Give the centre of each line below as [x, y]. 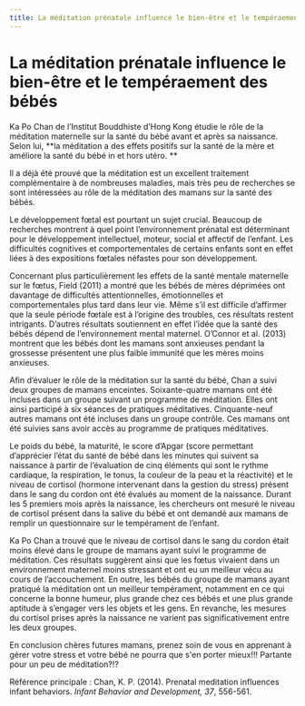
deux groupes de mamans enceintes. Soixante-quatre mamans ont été [141, 389]
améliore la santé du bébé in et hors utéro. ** [93, 155]
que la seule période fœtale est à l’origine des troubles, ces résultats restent [152, 314]
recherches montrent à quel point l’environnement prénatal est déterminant [150, 229]
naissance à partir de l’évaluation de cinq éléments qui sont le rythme [139, 465]
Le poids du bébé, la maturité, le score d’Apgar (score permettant [132, 446]
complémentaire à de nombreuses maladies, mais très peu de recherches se [152, 182]
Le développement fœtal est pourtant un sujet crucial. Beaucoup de [136, 220]
